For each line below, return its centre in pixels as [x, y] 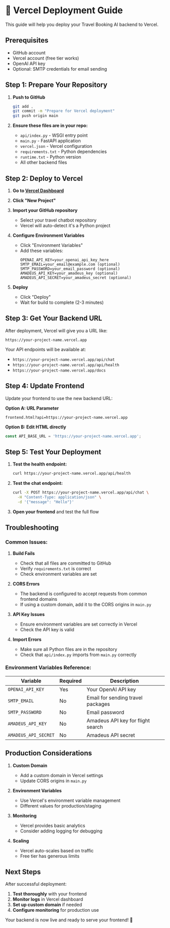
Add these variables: [41, 251]
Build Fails [24, 553]
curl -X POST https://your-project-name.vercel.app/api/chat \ [81, 492]
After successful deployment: [36, 884]
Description [124, 680]
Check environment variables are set [58, 574]
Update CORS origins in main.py [53, 781]
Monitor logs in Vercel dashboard [48, 900]
